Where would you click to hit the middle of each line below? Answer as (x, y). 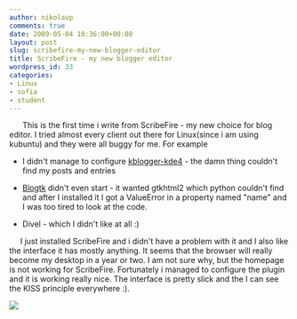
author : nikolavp (41, 17)
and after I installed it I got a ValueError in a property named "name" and (154, 197)
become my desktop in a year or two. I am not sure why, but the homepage (147, 260)
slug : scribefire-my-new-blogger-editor (85, 51)
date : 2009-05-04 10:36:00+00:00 (71, 34)
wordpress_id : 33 (41, 68)
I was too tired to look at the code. (85, 207)
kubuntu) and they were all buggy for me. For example (108, 144)
